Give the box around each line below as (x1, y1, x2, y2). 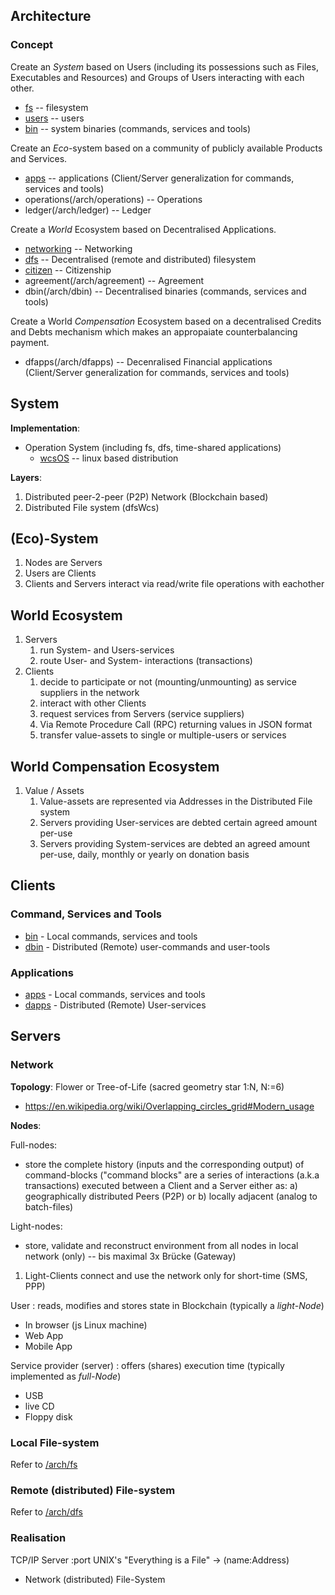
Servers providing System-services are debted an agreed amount (39, 837, 311, 849)
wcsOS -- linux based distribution (39, 452, 179, 464)
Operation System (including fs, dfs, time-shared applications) (24, 441, 282, 453)
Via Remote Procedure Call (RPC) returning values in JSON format (39, 719, 313, 731)
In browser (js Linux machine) (24, 1319, 148, 1331)
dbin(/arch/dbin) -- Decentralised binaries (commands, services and (24, 285, 307, 297)
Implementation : (10, 422, 81, 434)
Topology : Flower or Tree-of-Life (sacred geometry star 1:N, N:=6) (10, 1080, 285, 1093)
